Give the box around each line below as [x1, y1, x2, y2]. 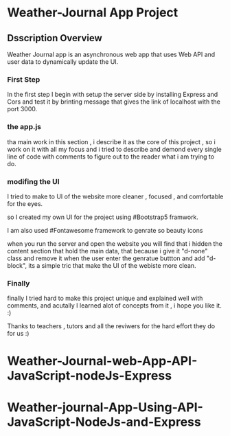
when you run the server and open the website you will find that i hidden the [7, 239, 223, 248]
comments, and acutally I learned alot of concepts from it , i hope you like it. [7, 301, 222, 310]
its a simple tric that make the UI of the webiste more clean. [28, 261, 197, 269]
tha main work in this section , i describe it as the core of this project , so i [7, 137, 216, 146]
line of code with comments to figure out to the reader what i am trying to [7, 152, 215, 161]
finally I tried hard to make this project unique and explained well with [7, 294, 203, 303]
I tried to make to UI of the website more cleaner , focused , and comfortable [7, 192, 224, 200]
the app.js [7, 122, 42, 132]
